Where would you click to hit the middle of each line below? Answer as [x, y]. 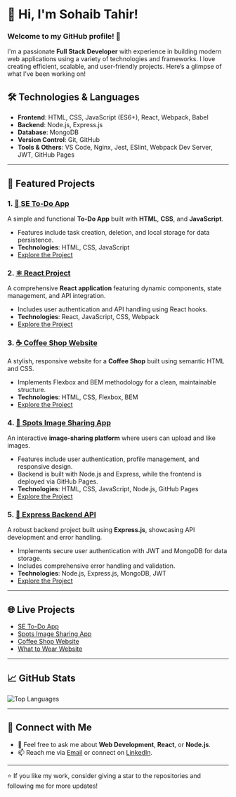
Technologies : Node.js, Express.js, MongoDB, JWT [92, 574]
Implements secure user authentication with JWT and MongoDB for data [122, 551]
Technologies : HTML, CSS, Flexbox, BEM [78, 397]
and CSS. [21, 368]
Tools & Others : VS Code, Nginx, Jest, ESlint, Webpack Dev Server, [115, 148]
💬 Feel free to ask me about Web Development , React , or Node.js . [114, 744]
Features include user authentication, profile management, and [109, 459]
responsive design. [45, 466]
